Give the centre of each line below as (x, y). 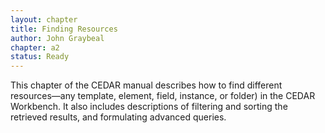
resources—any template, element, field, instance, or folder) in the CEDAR (163, 96)
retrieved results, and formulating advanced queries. (118, 117)
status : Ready (40, 57)
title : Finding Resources (64, 29)
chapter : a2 (35, 47)
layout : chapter (44, 19)
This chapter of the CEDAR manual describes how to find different (146, 85)
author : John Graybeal (57, 38)
